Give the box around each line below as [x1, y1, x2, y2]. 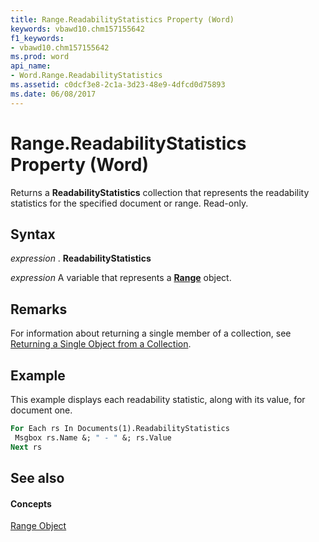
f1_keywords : [10, 33, 65, 43]
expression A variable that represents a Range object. [10, 272, 232, 284]
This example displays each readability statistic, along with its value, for [10, 394, 306, 405]
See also [10, 470, 65, 487]
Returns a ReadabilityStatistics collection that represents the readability [10, 186, 310, 198]
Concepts [10, 497, 52, 510]
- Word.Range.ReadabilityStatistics [10, 71, 163, 81]
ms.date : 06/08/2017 [10, 89, 97, 99]
